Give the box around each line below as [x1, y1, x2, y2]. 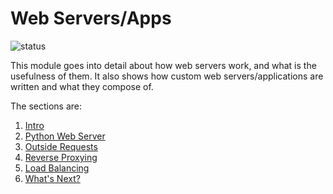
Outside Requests [24, 140, 98, 152]
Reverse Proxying [24, 151, 98, 163]
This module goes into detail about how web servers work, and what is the [10, 59, 317, 71]
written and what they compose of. [10, 80, 154, 92]
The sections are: [10, 100, 83, 112]
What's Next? [24, 172, 81, 184]
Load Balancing [24, 162, 90, 174]
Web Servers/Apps [10, 7, 172, 30]
